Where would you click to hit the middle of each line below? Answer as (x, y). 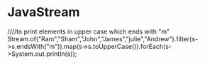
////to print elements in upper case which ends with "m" (89, 31)
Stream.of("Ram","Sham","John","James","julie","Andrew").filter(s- (103, 38)
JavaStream (44, 12)
